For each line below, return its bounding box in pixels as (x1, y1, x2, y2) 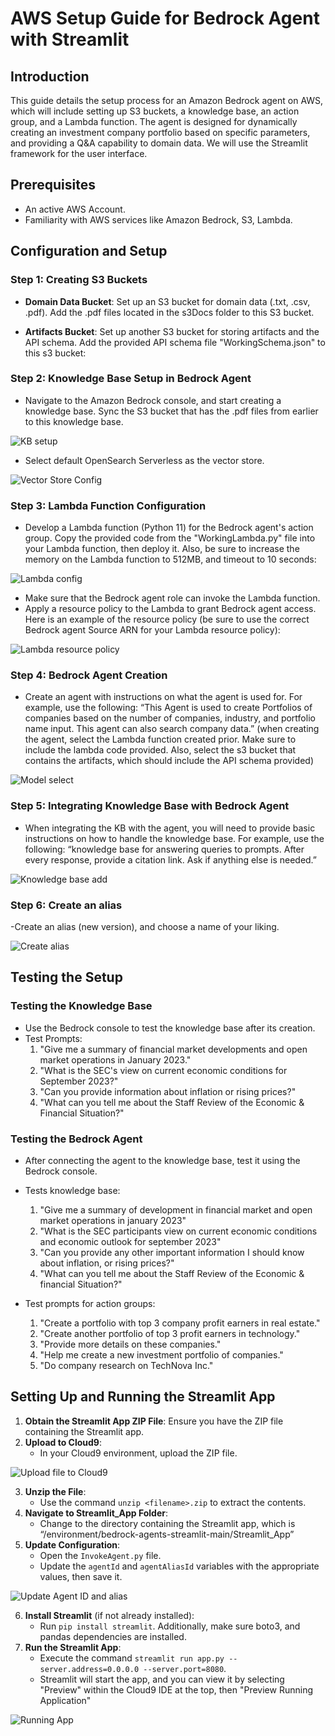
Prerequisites (10, 177, 96, 194)
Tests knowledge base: (24, 1184, 121, 1196)
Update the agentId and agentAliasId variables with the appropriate (39, 1560, 320, 1572)
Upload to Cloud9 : (24, 1436, 102, 1448)
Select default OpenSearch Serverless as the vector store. (24, 454, 265, 466)
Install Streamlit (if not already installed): (24, 1609, 195, 1621)
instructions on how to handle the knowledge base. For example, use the (24, 832, 325, 844)
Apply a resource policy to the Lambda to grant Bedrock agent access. (24, 603, 317, 615)
